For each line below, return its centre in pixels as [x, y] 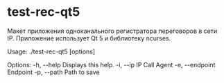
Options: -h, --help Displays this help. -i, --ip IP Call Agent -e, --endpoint [111, 64]
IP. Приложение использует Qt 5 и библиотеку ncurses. [89, 38]
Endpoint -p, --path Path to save [53, 72]
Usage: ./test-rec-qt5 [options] [51, 51]
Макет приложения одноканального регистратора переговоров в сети [112, 31]
